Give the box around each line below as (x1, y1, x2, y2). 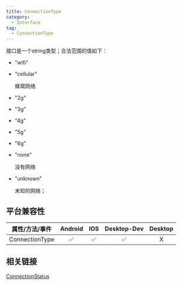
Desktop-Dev (105, 224, 144, 233)
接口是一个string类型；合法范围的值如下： (6, 48, 107, 55)
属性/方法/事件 (11, 224, 52, 233)
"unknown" (14, 175, 42, 182)
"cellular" (14, 71, 38, 78)
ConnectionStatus (6, 273, 50, 280)
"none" (14, 151, 32, 159)
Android (60, 224, 83, 233)
